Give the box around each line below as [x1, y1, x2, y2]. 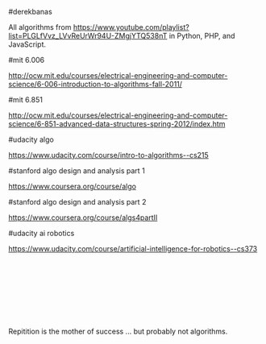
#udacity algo [8, 135, 54, 144]
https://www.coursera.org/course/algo [8, 181, 137, 191]
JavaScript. [8, 39, 47, 49]
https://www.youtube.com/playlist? [73, 23, 189, 31]
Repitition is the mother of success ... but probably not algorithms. [8, 326, 228, 336]
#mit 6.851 [8, 95, 43, 104]
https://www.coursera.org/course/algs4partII [8, 213, 158, 222]
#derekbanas [8, 7, 52, 16]
